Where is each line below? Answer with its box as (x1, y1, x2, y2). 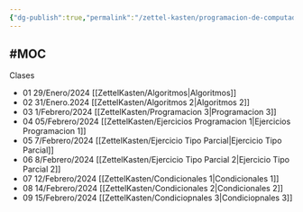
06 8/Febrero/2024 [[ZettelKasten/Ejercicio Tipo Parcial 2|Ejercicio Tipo (22, 155, 290, 165)
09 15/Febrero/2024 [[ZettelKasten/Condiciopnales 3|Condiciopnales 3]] (22, 192, 293, 203)
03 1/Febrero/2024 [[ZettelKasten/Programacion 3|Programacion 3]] (22, 107, 277, 118)
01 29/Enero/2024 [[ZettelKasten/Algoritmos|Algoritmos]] (22, 87, 237, 99)
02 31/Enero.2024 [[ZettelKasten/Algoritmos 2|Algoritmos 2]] (22, 97, 251, 108)
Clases (9, 70, 35, 81)
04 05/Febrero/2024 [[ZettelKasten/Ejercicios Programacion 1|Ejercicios (22, 116, 291, 127)
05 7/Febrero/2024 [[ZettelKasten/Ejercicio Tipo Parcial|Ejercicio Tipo (22, 136, 282, 146)
